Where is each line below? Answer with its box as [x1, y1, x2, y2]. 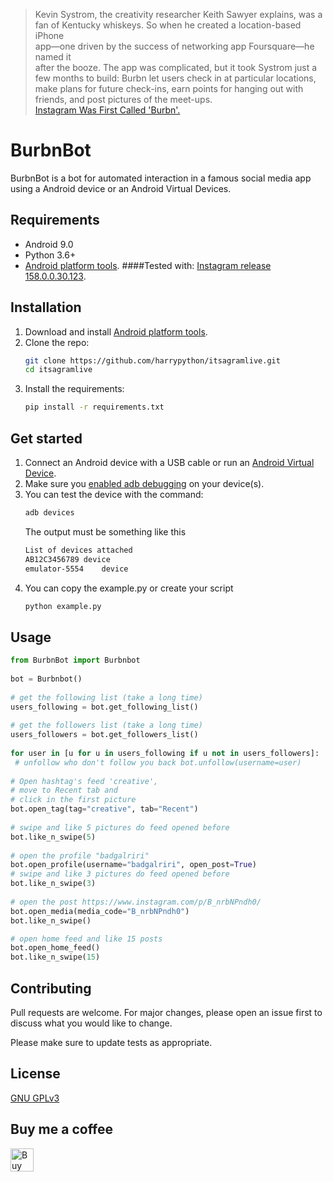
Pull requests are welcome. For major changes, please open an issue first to [10, 1007, 323, 1018]
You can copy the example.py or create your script [24, 582, 234, 594]
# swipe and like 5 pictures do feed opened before [10, 822, 230, 833]
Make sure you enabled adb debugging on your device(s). [24, 478, 265, 489]
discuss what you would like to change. [10, 1017, 173, 1029]
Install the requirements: [24, 383, 125, 395]
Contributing [10, 980, 92, 997]
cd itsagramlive [24, 365, 93, 375]
